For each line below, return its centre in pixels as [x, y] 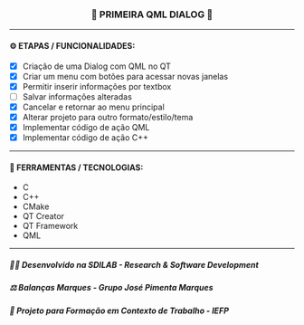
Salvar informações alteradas [77, 96]
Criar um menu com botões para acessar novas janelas [125, 76]
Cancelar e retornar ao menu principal [93, 107]
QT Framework [50, 226]
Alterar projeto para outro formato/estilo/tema [108, 117]
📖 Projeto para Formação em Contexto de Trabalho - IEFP [119, 311]
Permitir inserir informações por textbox [97, 86]
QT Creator [43, 216]
